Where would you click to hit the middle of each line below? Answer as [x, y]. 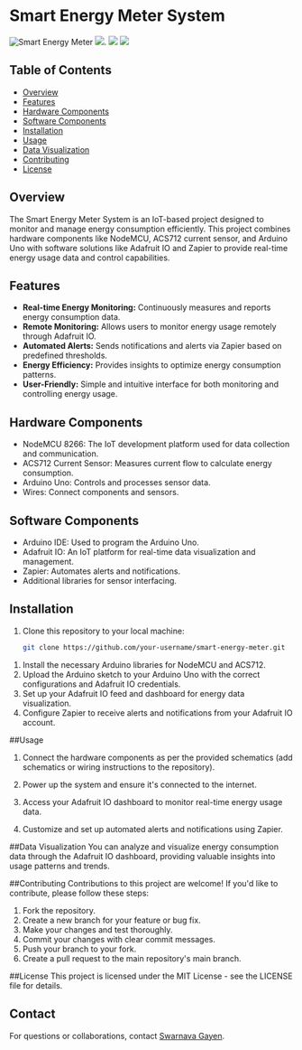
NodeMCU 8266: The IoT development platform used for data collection [156, 445]
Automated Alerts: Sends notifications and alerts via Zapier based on [152, 346]
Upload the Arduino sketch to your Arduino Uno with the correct [141, 674]
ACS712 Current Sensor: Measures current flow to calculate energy [147, 464]
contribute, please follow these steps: [79, 893]
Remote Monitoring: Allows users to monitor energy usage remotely [149, 327]
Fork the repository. [59, 910]
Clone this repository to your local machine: [103, 631]
